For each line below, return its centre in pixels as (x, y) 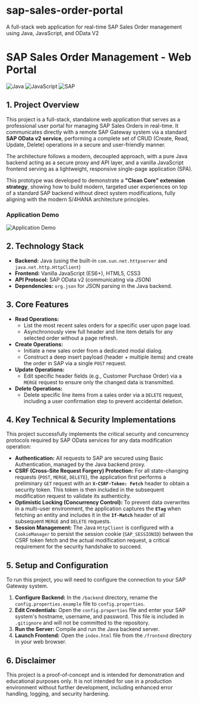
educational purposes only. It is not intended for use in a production (89, 681)
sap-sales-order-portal (65, 10)
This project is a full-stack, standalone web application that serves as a (93, 119)
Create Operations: (39, 344)
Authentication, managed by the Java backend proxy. (80, 465)
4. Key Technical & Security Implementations (91, 420)
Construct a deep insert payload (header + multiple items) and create (108, 357)
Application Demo (33, 215)
